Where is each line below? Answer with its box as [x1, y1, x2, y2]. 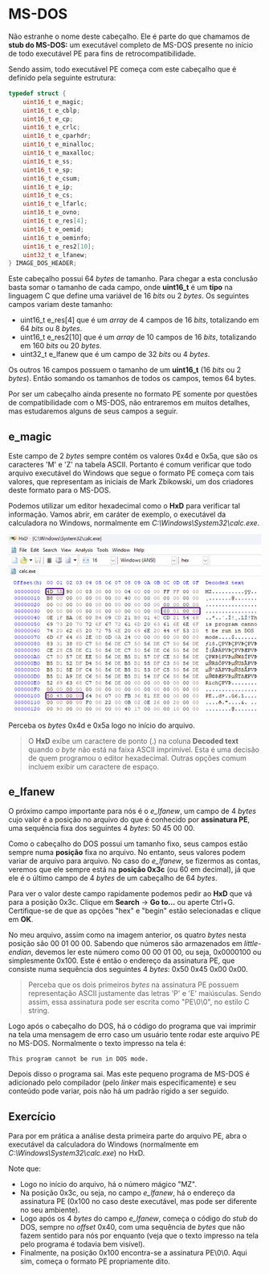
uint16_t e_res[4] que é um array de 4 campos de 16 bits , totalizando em [19, 315, 259, 325]
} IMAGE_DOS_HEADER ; [8, 259, 78, 268]
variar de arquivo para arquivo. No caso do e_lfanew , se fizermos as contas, [8, 856, 261, 866]
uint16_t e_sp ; [22, 166, 74, 174]
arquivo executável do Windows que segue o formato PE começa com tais [8, 468, 255, 478]
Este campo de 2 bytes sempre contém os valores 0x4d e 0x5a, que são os [8, 451, 259, 461]
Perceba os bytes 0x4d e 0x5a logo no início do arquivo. [8, 720, 195, 730]
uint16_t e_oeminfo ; [22, 234, 92, 242]
